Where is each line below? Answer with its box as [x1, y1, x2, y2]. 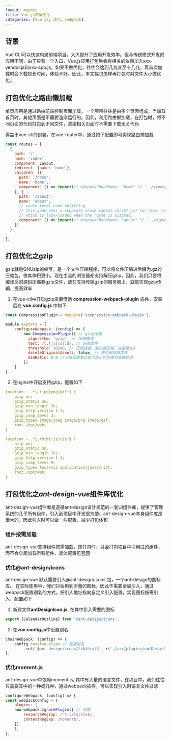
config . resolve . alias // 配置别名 [14, 641, 85, 647]
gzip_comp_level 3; [14, 413, 56, 418]
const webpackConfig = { [5, 698, 58, 703]
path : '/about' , [18, 194, 53, 199]
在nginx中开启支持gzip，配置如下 [12, 379, 83, 385]
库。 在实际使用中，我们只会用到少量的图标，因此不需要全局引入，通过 [5, 582, 154, 589]
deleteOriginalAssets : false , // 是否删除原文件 [27, 350, 128, 355]
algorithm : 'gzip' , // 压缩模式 [27, 336, 94, 341]
